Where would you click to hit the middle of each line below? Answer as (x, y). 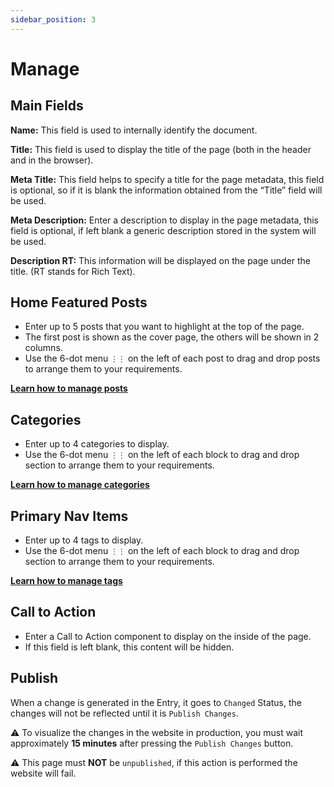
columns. (43, 348)
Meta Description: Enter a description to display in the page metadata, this (165, 220)
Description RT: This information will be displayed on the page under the (160, 260)
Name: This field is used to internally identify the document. (134, 130)
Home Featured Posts (79, 302)
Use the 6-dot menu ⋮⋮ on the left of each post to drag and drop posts (172, 358)
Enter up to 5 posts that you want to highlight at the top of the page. (164, 327)
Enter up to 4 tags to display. (84, 540)
